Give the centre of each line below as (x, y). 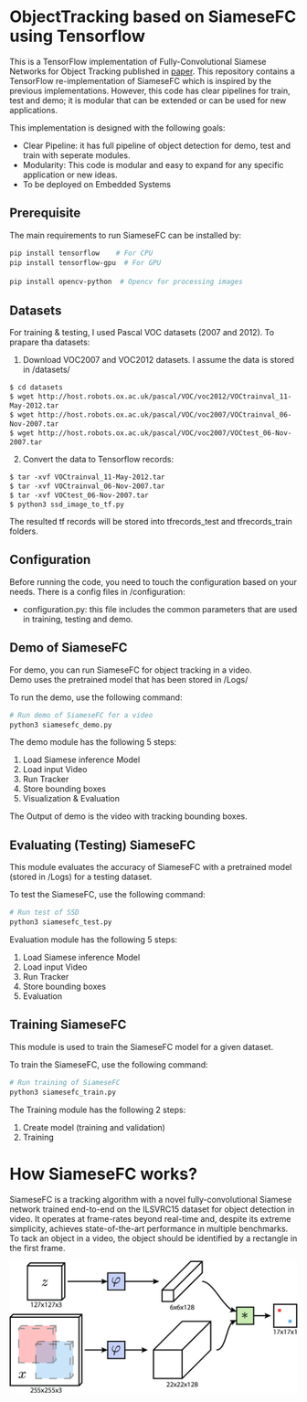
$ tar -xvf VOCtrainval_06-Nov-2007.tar (88, 486)
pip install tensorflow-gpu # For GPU (85, 262)
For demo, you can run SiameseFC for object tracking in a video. (131, 670)
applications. (33, 110)
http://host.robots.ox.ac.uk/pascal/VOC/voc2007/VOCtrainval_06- (165, 415)
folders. (24, 531)
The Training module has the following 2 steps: (98, 1110)
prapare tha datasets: (50, 342)
